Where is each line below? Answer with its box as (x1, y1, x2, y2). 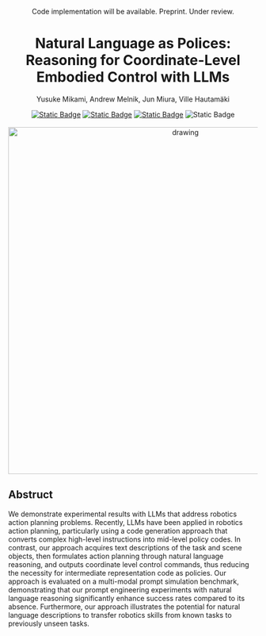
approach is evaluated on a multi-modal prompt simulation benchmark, (8, 577, 240, 586)
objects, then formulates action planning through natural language (8, 551, 224, 561)
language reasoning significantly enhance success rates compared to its (8, 593, 245, 603)
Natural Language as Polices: (35, 35, 231, 52)
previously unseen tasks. (8, 619, 89, 628)
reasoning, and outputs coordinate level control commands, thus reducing (8, 559, 249, 569)
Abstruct (8, 488, 54, 502)
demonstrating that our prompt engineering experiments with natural (8, 584, 232, 594)
